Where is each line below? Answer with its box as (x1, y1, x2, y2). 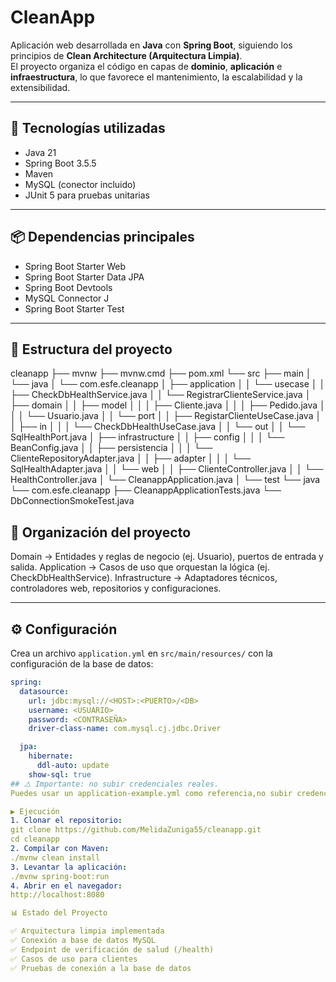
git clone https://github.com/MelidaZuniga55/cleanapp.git (10, 825, 262, 835)
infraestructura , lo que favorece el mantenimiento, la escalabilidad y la (10, 71, 303, 83)
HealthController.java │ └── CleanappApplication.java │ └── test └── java (10, 474, 321, 486)
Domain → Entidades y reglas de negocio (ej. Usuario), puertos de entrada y (10, 551, 324, 563)
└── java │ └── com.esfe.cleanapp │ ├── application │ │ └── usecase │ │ (10, 378, 326, 390)
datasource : (19, 686, 70, 696)
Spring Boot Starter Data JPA (24, 271, 145, 283)
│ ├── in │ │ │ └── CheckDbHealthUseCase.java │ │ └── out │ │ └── (10, 421, 306, 433)
